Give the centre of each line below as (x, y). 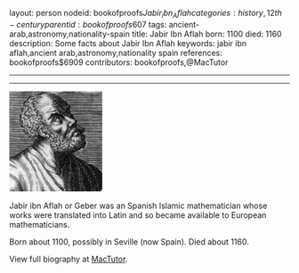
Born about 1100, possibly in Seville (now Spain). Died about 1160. (129, 241)
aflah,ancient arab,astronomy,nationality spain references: (116, 52)
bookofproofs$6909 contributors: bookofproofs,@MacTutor (119, 62)
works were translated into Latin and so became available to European (138, 215)
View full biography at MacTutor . (69, 259)
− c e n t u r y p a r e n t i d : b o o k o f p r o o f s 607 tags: (88, 24)
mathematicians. (40, 224)
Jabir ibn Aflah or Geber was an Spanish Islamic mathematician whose (138, 205)
